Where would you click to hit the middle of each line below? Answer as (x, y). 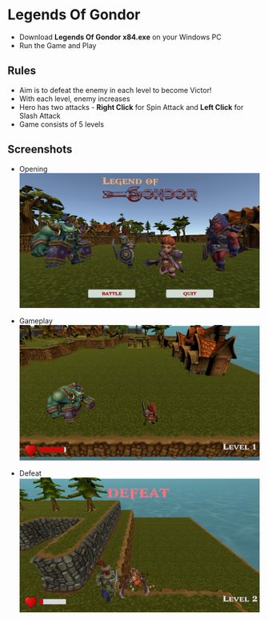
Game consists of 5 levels (62, 124)
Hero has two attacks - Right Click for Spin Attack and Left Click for (131, 107)
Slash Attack (40, 116)
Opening (33, 168)
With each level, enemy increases (74, 99)
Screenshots (40, 150)
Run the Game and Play (58, 45)
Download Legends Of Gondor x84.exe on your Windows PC (120, 37)
